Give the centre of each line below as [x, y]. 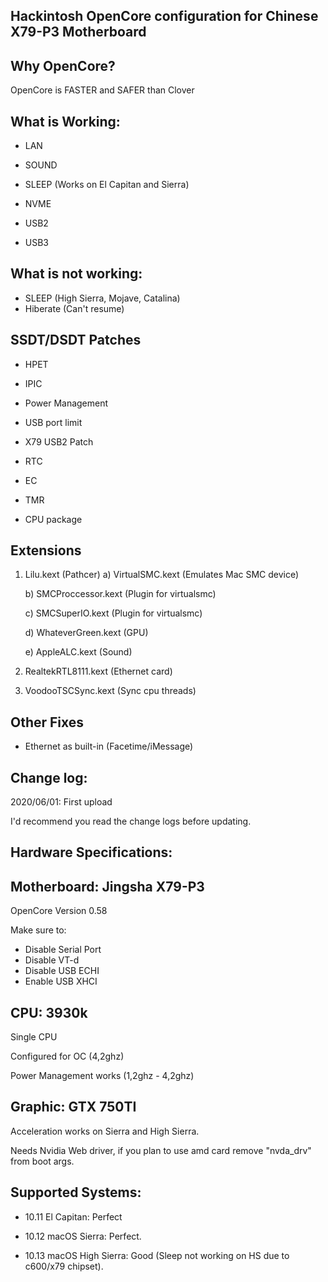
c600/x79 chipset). [64, 1266]
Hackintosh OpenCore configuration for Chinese [164, 16]
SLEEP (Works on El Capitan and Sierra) [107, 185]
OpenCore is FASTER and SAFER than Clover [102, 90]
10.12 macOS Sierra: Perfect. [83, 1236]
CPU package [53, 519]
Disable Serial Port [63, 950]
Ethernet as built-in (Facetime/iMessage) [109, 746]
